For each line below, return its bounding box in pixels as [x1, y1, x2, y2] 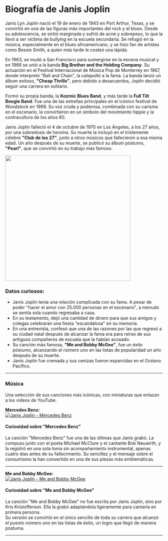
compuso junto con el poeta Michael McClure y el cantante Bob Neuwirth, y [5, 440, 161, 446]
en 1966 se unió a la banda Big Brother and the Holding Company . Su [5, 62, 150, 68]
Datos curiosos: [5, 288, 45, 295]
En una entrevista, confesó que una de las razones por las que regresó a [12, 326, 162, 332]
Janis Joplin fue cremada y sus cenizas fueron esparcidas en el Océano [12, 358, 161, 364]
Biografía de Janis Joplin [5, 4, 110, 15]
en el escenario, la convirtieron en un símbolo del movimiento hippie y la [5, 109, 154, 115]
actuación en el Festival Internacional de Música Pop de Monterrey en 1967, [5, 67, 161, 73]
